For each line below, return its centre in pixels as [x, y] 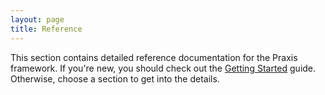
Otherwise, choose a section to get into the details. [115, 78]
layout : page [37, 19]
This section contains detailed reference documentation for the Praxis [154, 57]
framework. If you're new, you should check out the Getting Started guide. [163, 68]
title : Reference [46, 29]
